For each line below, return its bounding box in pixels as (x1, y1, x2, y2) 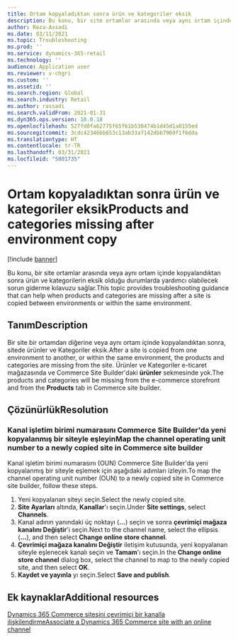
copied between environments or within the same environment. (7, 299, 192, 307)
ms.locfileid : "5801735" (7, 155, 81, 163)
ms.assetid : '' (7, 83, 52, 90)
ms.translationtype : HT (7, 136, 78, 143)
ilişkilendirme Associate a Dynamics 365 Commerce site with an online (7, 618, 212, 627)
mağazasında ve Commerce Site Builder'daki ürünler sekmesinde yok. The (7, 368, 225, 377)
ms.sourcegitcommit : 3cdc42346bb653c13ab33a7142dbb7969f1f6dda (7, 129, 198, 136)
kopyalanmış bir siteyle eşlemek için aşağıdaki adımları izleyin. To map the (7, 466, 222, 475)
